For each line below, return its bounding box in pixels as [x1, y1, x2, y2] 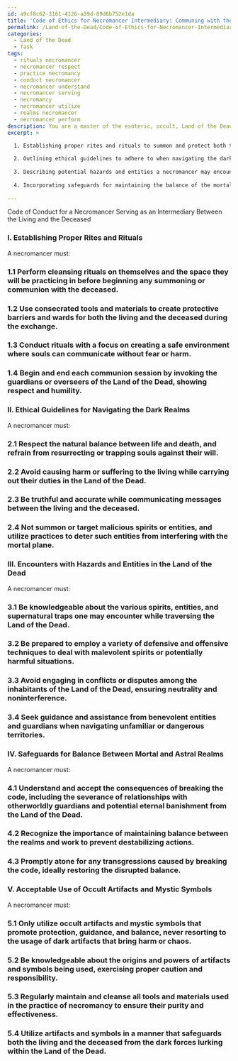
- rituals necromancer [13, 57, 81, 64]
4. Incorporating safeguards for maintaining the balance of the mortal [13, 182, 233, 189]
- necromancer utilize [13, 103, 81, 110]
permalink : [7, 23, 40, 31]
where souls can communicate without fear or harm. [7, 349, 192, 359]
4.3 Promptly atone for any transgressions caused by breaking [7, 857, 227, 867]
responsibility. [7, 973, 58, 983]
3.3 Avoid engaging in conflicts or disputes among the [7, 676, 198, 686]
